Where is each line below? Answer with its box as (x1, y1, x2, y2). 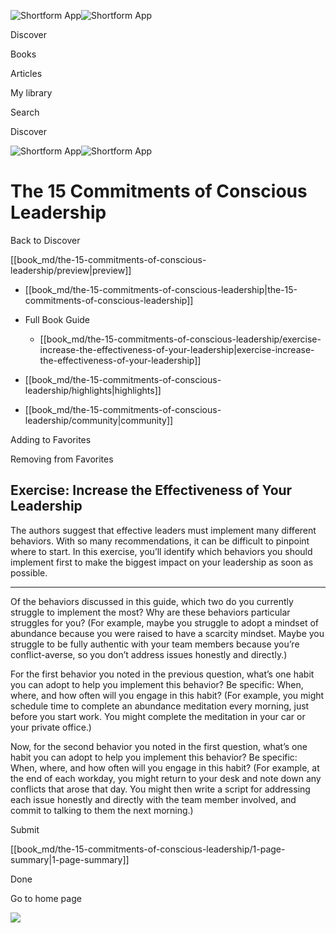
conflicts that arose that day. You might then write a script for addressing (10, 783, 311, 795)
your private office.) (10, 721, 92, 733)
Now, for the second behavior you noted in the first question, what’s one (10, 740, 308, 752)
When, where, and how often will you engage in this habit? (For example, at (10, 761, 320, 774)
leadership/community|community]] (24, 414, 174, 426)
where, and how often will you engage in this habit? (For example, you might (10, 689, 325, 701)
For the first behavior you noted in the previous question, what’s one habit (10, 668, 315, 680)
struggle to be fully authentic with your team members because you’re (10, 638, 300, 650)
